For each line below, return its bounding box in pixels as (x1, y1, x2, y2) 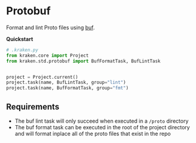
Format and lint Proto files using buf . (6, 24, 95, 31)
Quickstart (6, 35, 34, 42)
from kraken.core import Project (6, 52, 89, 58)
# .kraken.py (6, 46, 39, 53)
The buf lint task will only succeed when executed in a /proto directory (14, 117, 189, 125)
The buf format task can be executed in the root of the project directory (14, 124, 190, 130)
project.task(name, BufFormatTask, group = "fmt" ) (6, 85, 129, 91)
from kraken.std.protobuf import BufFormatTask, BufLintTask (6, 58, 161, 64)
